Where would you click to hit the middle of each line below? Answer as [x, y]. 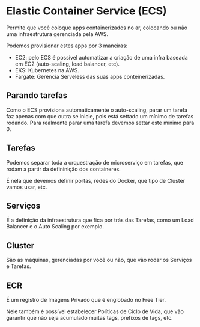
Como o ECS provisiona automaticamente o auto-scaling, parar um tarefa [97, 110]
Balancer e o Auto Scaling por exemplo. [55, 227]
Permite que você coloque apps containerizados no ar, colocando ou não [97, 28]
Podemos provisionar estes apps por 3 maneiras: [67, 46]
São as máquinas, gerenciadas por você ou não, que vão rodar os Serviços [99, 260]
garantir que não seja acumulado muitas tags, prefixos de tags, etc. [89, 318]
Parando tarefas [37, 95]
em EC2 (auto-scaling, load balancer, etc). [67, 64]
